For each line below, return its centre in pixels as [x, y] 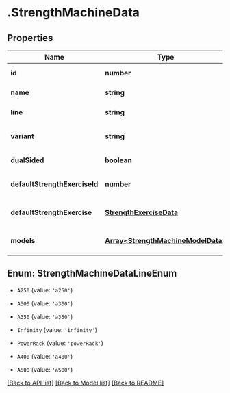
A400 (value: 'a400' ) [45, 356]
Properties [30, 38]
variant [22, 136]
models [23, 241]
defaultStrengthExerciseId [54, 184]
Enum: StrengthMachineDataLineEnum [92, 274]
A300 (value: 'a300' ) [45, 303]
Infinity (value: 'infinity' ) [57, 329]
